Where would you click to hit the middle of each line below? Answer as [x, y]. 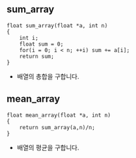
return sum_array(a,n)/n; [57, 127]
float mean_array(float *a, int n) [59, 115]
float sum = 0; [42, 44]
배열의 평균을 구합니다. [48, 147]
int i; [29, 38]
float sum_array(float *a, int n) [57, 25]
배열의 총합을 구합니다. [48, 76]
